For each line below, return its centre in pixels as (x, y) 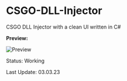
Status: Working (25, 61)
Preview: (17, 38)
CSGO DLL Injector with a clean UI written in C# (63, 27)
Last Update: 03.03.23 (33, 72)
